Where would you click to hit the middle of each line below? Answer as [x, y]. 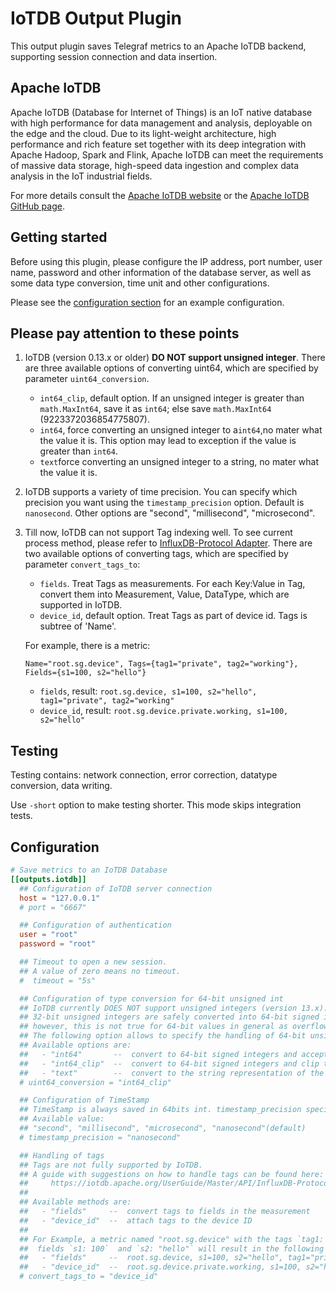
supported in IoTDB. [81, 605]
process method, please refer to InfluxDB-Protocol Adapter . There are [168, 543]
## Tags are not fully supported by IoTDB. [111, 1165]
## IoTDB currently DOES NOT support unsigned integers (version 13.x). [174, 1008]
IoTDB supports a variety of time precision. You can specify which [161, 492]
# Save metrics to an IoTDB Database [89, 870]
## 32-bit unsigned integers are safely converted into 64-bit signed [169, 1017]
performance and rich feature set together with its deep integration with [158, 144]
